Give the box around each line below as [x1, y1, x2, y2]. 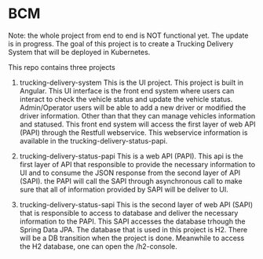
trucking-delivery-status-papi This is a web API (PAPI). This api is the [19, 151, 243, 161]
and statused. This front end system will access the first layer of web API [19, 119, 256, 129]
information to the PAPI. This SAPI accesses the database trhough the [19, 217, 246, 226]
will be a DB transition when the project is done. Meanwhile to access [19, 233, 245, 243]
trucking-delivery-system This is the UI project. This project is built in [19, 78, 244, 87]
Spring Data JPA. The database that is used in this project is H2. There [19, 224, 248, 234]
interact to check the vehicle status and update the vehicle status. [19, 94, 233, 104]
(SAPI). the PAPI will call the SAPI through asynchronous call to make [19, 176, 243, 185]
